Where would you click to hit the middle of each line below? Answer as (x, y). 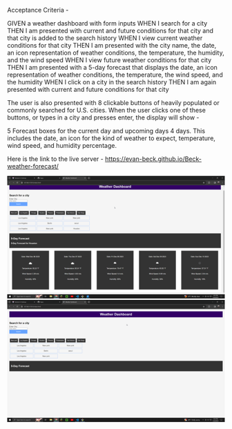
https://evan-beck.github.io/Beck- (153, 159)
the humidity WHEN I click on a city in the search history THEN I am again (112, 82)
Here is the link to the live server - (55, 159)
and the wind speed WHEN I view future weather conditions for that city (109, 60)
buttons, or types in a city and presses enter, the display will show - (103, 117)
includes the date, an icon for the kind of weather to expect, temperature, (112, 138)
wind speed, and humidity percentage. (62, 145)
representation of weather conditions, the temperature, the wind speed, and (115, 75)
